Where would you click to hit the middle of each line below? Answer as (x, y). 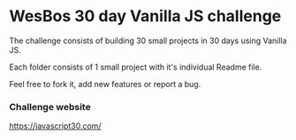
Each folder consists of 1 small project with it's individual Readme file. (136, 67)
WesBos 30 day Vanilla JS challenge (145, 16)
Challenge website (50, 107)
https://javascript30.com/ (55, 126)
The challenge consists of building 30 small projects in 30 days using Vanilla (148, 41)
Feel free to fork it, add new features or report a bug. (105, 84)
